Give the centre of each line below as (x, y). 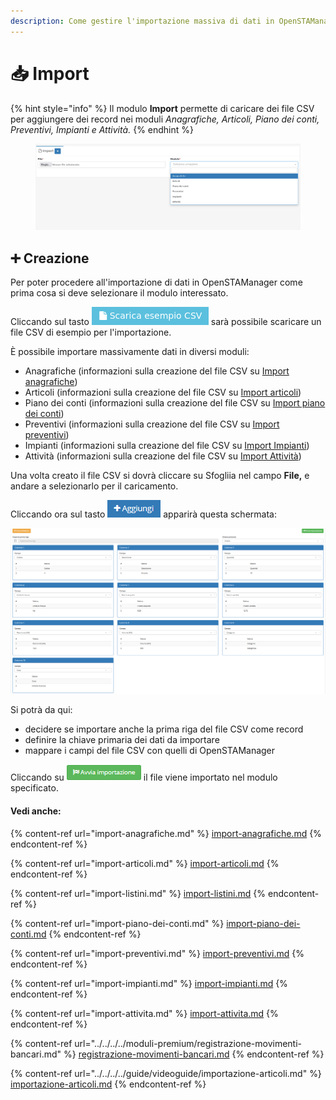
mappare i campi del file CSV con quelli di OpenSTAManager (150, 751)
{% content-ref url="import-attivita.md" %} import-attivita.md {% (144, 1013)
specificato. (34, 788)
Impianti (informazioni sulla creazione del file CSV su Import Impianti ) (167, 446)
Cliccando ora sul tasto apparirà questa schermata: (143, 514)
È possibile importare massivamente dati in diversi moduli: (130, 352)
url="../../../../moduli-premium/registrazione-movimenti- (188, 1043)
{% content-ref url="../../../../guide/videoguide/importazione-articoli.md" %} (166, 1073)
